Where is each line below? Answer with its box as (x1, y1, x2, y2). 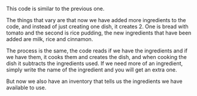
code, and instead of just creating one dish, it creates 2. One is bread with (6, 23, 189, 30)
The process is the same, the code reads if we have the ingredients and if (6, 47, 187, 54)
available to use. (6, 84, 47, 91)
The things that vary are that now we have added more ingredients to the (6, 17, 186, 23)
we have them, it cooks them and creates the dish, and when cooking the (6, 54, 187, 60)
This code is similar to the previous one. (6, 5, 105, 12)
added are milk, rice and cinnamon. (6, 36, 93, 42)
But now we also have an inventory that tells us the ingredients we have (6, 78, 183, 85)
